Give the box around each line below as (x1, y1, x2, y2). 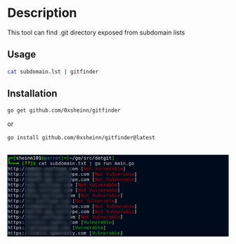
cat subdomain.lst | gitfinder (7, 68, 99, 75)
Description (7, 5, 77, 21)
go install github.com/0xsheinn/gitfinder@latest (7, 134, 156, 141)
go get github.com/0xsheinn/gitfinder (7, 107, 121, 114)
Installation (7, 88, 58, 100)
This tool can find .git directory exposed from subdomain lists (7, 28, 185, 37)
